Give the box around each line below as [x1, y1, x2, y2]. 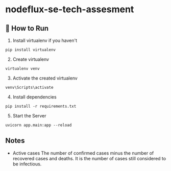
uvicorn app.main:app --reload [5, 123, 72, 128]
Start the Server [12, 113, 46, 118]
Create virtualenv [12, 56, 50, 62]
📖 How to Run [5, 24, 49, 33]
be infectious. [12, 161, 42, 167]
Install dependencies [12, 94, 57, 100]
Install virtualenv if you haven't [12, 37, 78, 43]
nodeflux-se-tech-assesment [5, 4, 134, 15]
